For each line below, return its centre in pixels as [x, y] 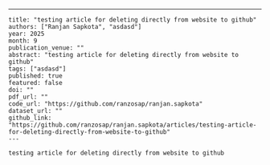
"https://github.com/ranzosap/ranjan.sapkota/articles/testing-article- [133, 125]
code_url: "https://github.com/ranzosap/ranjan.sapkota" [106, 104]
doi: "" [21, 90]
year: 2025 [27, 34]
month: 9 [23, 41]
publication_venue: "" [46, 48]
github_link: [30, 118]
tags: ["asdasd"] [37, 69]
